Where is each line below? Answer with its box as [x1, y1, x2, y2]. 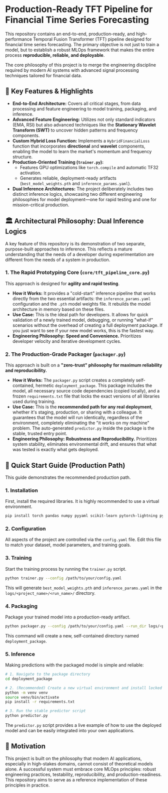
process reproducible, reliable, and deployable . [5, 52, 105, 58]
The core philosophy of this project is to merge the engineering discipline [5, 62, 156, 68]
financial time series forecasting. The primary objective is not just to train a [5, 41, 159, 47]
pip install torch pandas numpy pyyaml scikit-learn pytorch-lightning [5, 513, 157, 518]
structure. [12, 154, 33, 160]
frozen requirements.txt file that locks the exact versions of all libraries [12, 393, 160, 400]
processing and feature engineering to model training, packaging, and [12, 105, 156, 111]
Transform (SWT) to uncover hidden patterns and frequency [12, 127, 138, 133]
